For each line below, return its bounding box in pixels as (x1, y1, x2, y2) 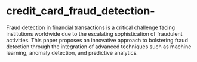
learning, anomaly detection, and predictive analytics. (6, 49, 138, 56)
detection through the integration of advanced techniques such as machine (6, 43, 192, 50)
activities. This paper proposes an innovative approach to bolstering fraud (6, 36, 188, 44)
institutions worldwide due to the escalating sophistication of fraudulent (6, 30, 183, 37)
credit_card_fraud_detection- (6, 4, 155, 18)
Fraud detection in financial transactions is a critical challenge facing (6, 24, 175, 31)
